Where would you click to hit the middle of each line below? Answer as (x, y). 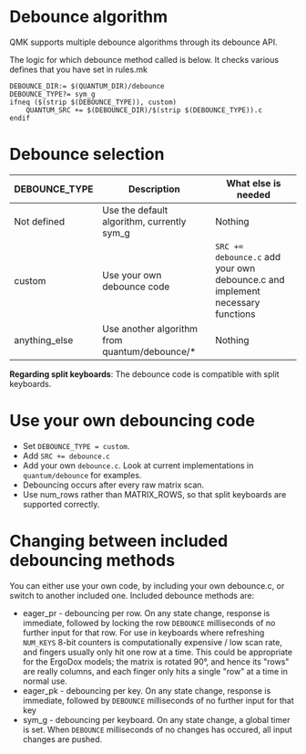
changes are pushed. (62, 739)
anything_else (44, 340)
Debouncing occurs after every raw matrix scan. (113, 485)
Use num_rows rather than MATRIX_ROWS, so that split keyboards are (154, 494)
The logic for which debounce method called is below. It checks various (144, 59)
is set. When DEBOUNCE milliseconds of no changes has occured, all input (158, 729)
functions (235, 314)
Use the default (135, 210)
